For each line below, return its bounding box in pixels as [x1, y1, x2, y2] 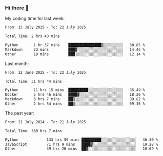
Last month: [5, 61, 29, 67]
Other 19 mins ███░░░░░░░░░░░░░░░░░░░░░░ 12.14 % [5, 51, 145, 57]
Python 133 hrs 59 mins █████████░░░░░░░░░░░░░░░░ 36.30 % [5, 137, 159, 142]
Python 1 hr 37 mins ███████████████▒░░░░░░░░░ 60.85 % [5, 43, 145, 48]
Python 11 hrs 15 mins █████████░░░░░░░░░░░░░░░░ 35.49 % [5, 88, 145, 92]
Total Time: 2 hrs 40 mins [5, 34, 60, 39]
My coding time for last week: [5, 16, 65, 22]
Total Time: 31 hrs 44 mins [5, 79, 62, 84]
